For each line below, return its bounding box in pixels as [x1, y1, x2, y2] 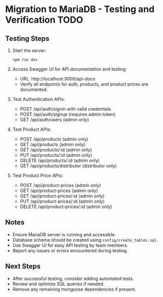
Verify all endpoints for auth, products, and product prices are [20, 81, 148, 87]
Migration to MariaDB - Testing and [5, 4, 155, 15]
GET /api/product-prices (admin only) [20, 187, 98, 193]
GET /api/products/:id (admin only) [20, 147, 92, 153]
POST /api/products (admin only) [20, 136, 89, 142]
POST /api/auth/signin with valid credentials [20, 106, 111, 112]
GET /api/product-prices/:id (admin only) [20, 193, 105, 199]
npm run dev [12, 57, 38, 62]
